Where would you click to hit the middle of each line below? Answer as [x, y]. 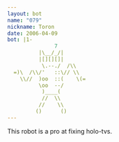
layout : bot [24, 14]
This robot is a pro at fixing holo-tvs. [60, 131]
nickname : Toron [31, 27]
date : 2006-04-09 [33, 33]
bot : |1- [20, 40]
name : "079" [24, 20]
